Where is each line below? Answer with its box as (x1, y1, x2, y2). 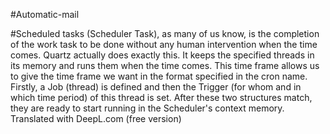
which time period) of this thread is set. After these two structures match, (10, 92, 313, 103)
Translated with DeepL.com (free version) (10, 113, 182, 124)
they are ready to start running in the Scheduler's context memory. (10, 102, 285, 114)
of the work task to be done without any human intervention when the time (10, 39, 318, 50)
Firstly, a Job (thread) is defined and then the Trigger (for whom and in (10, 81, 302, 93)
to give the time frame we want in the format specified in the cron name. (10, 70, 308, 82)
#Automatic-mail (10, 9, 80, 20)
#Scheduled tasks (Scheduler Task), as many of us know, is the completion (10, 28, 320, 39)
